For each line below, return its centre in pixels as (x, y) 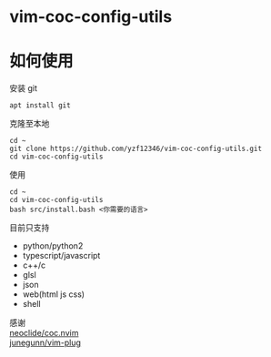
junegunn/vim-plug (45, 342)
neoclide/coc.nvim (44, 333)
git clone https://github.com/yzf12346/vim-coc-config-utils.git (135, 149)
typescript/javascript (61, 256)
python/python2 (53, 246)
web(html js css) (53, 294)
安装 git (24, 88)
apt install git (40, 106)
